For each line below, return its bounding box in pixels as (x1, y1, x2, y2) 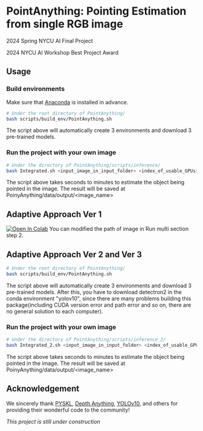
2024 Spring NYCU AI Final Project (6, 37, 93, 44)
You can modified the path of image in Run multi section (49, 226, 189, 233)
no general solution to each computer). (6, 307, 103, 315)
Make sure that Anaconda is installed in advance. (6, 98, 129, 105)
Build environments (6, 85, 65, 93)
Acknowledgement (6, 384, 80, 394)
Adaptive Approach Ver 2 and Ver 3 (6, 249, 142, 259)
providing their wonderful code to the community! (6, 406, 130, 413)
